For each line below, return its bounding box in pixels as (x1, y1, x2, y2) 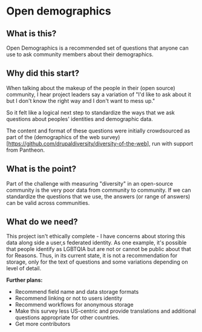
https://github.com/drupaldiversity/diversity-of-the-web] (8, 140, 149, 147)
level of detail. (6, 265, 41, 272)
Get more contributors (15, 321, 71, 328)
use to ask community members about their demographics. (6, 51, 154, 58)
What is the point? (6, 164, 77, 174)
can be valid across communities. (6, 199, 90, 206)
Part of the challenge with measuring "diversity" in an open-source (6, 180, 174, 187)
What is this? (6, 28, 57, 39)
